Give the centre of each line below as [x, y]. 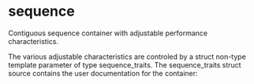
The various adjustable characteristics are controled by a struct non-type [127, 57]
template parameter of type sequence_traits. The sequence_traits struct [125, 64]
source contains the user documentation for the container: [103, 73]
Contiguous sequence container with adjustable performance [108, 33]
